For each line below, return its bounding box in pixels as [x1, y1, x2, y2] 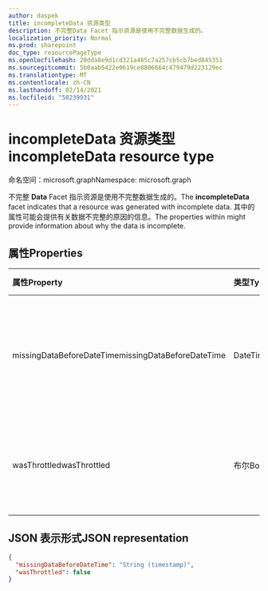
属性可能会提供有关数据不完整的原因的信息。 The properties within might [8, 212, 246, 222]
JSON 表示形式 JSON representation [8, 532, 189, 545]
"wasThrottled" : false [15, 568, 91, 576]
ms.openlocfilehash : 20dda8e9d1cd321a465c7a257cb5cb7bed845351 [8, 57, 223, 65]
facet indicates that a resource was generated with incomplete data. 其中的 [8, 202, 255, 212]
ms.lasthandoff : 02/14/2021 [8, 85, 102, 94]
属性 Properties [8, 246, 83, 260]
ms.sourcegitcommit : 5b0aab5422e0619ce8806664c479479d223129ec [8, 64, 223, 72]
